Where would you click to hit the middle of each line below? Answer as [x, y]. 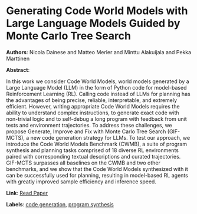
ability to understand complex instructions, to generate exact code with [93, 113]
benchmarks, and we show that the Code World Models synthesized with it [97, 169]
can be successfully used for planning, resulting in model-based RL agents [97, 175]
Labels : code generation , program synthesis [60, 204]
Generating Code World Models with [97, 11]
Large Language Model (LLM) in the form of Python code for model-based [96, 87]
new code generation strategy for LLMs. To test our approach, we [110, 137]
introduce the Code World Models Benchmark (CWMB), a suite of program [97, 144]
